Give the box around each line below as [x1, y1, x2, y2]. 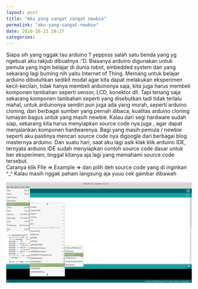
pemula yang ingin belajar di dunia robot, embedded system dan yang [6, 64, 176, 71]
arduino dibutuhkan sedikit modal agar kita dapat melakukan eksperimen [6, 77, 183, 84]
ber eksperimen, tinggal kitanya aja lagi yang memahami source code [6, 151, 175, 158]
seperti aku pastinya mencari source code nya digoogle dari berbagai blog [6, 132, 187, 139]
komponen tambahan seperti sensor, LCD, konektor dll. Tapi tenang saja [6, 89, 181, 96]
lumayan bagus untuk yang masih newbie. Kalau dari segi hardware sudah [6, 114, 187, 121]
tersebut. [6, 158, 28, 165]
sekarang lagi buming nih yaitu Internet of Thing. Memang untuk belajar [6, 70, 180, 77]
